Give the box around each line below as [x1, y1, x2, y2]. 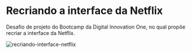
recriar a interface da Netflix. [6, 29, 75, 36]
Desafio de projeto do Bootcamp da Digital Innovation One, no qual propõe [6, 23, 186, 30]
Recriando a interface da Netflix [6, 4, 164, 17]
